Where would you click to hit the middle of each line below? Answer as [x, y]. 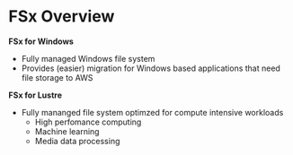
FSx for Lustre [35, 95]
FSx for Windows [41, 41]
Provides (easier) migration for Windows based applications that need [151, 68]
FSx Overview [62, 17]
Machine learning [67, 131]
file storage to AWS [57, 77]
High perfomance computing [88, 122]
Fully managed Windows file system [88, 58]
